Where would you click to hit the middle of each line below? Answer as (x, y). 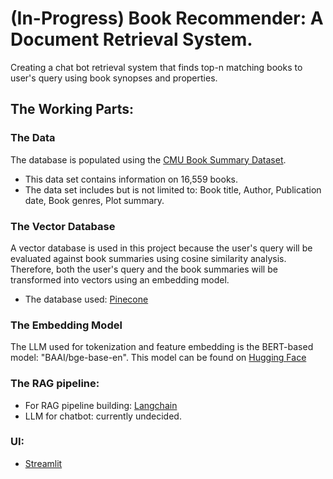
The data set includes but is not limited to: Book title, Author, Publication (173, 189)
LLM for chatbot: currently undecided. (103, 416)
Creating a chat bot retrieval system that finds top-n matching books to (156, 67)
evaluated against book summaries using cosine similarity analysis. (148, 258)
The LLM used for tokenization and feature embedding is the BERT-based (162, 347)
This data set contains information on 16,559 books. (131, 179)
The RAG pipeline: (55, 384)
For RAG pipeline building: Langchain (101, 405)
